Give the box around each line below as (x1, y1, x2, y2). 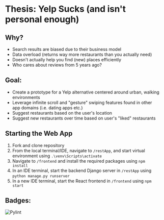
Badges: (5, 196, 31, 205)
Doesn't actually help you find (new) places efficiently (12, 57, 122, 62)
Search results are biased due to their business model (12, 47, 122, 52)
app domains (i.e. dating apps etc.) (12, 104, 83, 111)
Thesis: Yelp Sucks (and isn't (5, 3, 126, 15)
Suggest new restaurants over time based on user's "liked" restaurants (12, 115, 156, 121)
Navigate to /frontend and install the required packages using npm (12, 158, 145, 164)
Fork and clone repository (12, 142, 65, 148)
